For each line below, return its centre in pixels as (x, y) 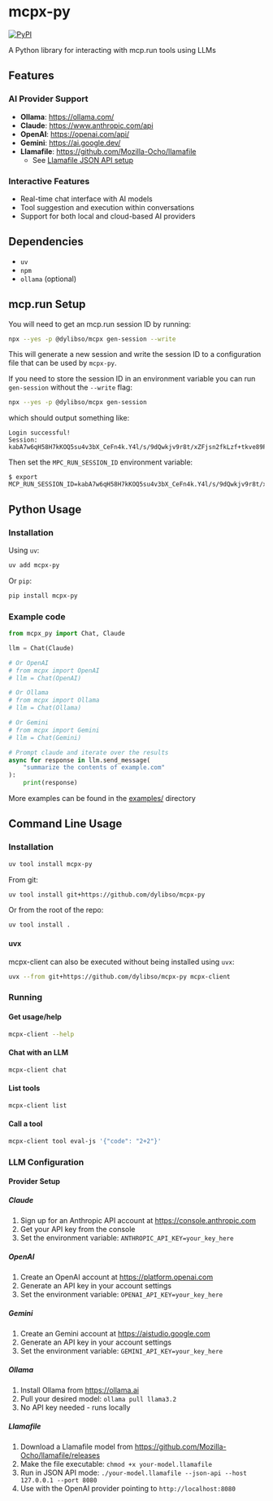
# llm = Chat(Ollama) (45, 708)
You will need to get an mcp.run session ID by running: (100, 324)
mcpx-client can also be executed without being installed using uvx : (121, 962)
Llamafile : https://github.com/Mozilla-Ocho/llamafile (108, 151)
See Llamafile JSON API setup (83, 160)
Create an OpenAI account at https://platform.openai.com (117, 1277)
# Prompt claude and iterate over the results (89, 752)
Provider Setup (35, 1182)
